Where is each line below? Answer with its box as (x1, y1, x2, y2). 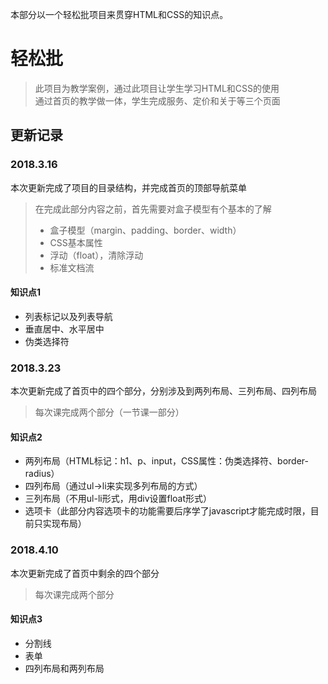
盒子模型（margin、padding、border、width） (49, 224, 242, 236)
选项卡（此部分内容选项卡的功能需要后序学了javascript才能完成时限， (24, 505, 311, 517)
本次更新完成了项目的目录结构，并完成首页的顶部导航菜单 (10, 181, 247, 193)
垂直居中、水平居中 (24, 323, 105, 335)
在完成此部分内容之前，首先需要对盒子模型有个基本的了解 (34, 203, 272, 215)
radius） (24, 468, 60, 480)
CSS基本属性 (49, 236, 103, 248)
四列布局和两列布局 (24, 662, 105, 674)
